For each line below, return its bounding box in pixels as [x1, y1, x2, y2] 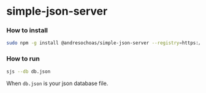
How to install [6, 26, 48, 35]
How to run [6, 54, 40, 63]
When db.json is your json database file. [6, 80, 109, 87]
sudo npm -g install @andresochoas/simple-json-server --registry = [6, 40, 183, 46]
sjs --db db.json [6, 69, 51, 75]
